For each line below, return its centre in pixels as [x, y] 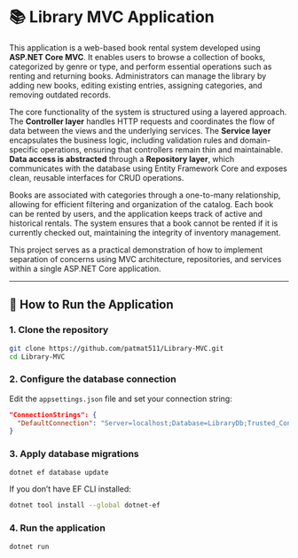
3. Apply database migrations [74, 454]
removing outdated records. [60, 95]
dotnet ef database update [59, 472]
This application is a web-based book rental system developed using [135, 47]
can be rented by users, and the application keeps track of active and [136, 213]
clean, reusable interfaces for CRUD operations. [97, 177]
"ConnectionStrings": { [53, 415]
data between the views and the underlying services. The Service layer [140, 130]
